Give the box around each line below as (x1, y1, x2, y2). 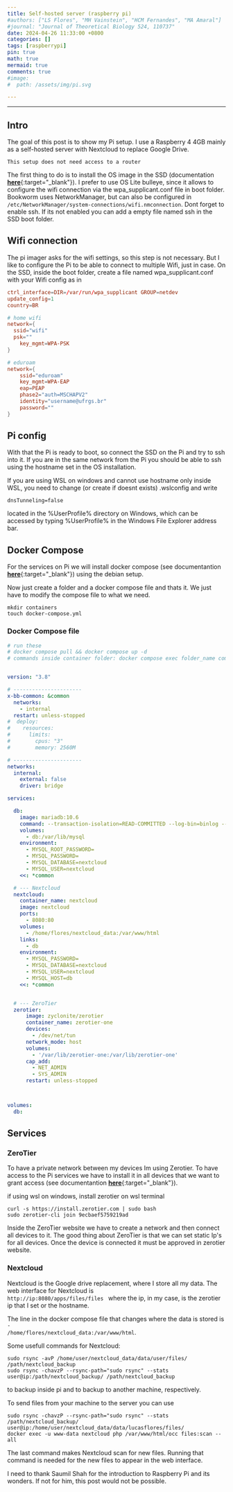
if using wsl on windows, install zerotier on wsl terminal (7, 1192, 165, 1201)
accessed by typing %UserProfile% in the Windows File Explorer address (7, 517, 217, 525)
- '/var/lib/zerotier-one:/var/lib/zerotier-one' (32, 1052, 178, 1058)
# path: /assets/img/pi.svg (7, 81, 92, 88)
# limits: (7, 731, 51, 739)
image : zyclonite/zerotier (25, 1013, 104, 1020)
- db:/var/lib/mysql (25, 833, 85, 840)
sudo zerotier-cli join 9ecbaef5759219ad (7, 1212, 129, 1219)
